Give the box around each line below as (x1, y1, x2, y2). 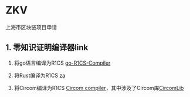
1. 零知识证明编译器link (5, 42, 89, 53)
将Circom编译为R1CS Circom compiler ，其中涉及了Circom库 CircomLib (13, 84, 184, 91)
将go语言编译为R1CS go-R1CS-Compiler (13, 59, 111, 66)
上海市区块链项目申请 (5, 24, 57, 31)
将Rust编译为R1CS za (13, 72, 66, 79)
